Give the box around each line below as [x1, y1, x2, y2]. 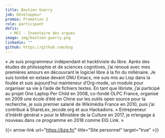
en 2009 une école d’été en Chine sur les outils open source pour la [5, 96, 146, 102]
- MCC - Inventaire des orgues [10, 31, 75, 36]
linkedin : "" [5, 40, 33, 45]
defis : [5, 26, 19, 31]
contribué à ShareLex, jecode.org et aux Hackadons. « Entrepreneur [5, 106, 147, 112]
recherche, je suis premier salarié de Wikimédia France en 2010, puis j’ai [5, 101, 155, 107]
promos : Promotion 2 [5, 17, 49, 22]
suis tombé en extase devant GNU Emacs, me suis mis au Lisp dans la [5, 74, 150, 80]
